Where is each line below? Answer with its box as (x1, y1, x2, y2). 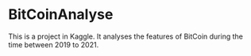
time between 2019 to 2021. (8, 39, 99, 49)
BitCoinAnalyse (8, 6, 114, 24)
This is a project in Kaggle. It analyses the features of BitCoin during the (8, 32, 244, 41)
